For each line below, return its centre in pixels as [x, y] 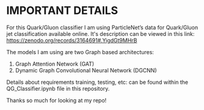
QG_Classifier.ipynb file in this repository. [58, 88]
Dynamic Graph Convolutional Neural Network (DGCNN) [86, 70]
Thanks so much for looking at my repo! [56, 100]
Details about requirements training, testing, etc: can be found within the [97, 82]
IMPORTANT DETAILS [62, 11]
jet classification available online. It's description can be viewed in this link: [100, 33]
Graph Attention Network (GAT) [55, 64]
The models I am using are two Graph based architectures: [80, 52]
